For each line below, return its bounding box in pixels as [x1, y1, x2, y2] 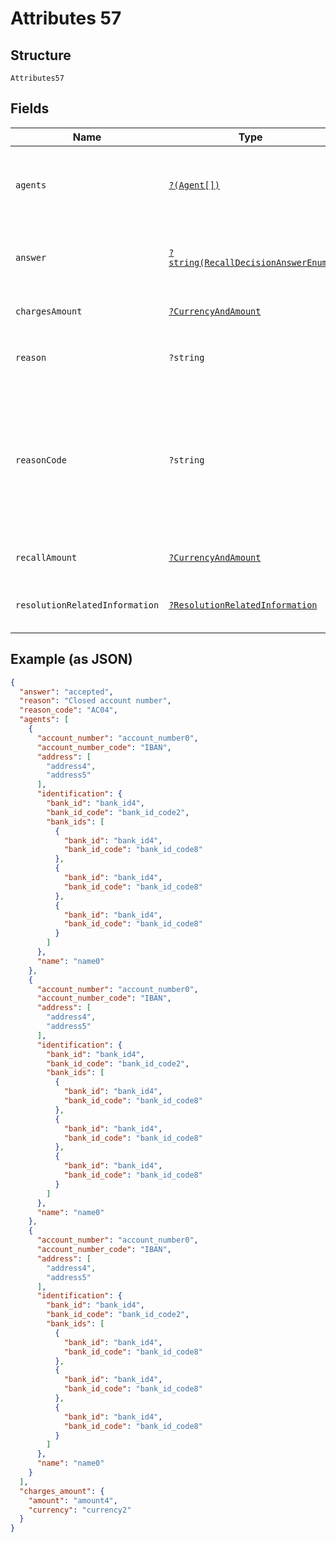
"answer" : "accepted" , [19, 687, 114, 697]
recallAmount [15, 552, 78, 563]
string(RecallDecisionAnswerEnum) [168, 257, 333, 268]
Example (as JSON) [10, 651, 133, 668]
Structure [10, 47, 72, 64]
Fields [10, 100, 50, 117]
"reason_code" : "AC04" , [19, 705, 118, 716]
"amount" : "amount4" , [28, 1495, 118, 1506]
